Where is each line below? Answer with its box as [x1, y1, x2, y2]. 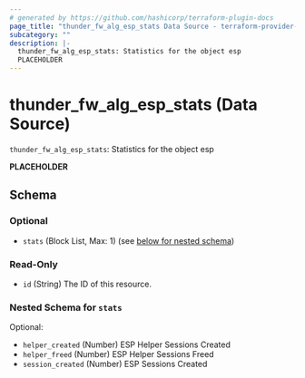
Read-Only [9, 257, 59, 270]
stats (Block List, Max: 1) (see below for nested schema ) [22, 235, 235, 246]
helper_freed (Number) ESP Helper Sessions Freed [22, 349, 215, 360]
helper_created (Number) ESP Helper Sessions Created [22, 339, 231, 350]
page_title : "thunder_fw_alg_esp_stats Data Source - [9, 22, 218, 31]
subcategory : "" [9, 30, 71, 39]
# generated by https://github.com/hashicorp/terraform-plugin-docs [9, 13, 274, 23]
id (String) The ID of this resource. [22, 278, 152, 289]
